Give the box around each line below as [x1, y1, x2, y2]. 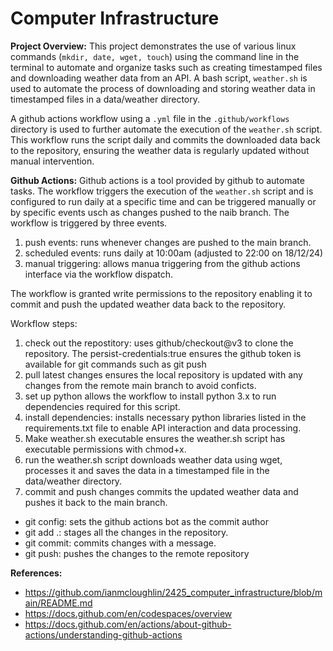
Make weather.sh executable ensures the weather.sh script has [24, 432, 286, 444]
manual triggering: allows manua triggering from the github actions [24, 257, 301, 269]
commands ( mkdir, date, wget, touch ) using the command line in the [10, 50, 300, 62]
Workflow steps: [10, 317, 78, 329]
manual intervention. [10, 155, 95, 167]
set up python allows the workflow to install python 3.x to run [24, 390, 277, 402]
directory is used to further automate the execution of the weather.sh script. [10, 123, 323, 135]
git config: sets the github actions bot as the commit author [24, 515, 269, 527]
